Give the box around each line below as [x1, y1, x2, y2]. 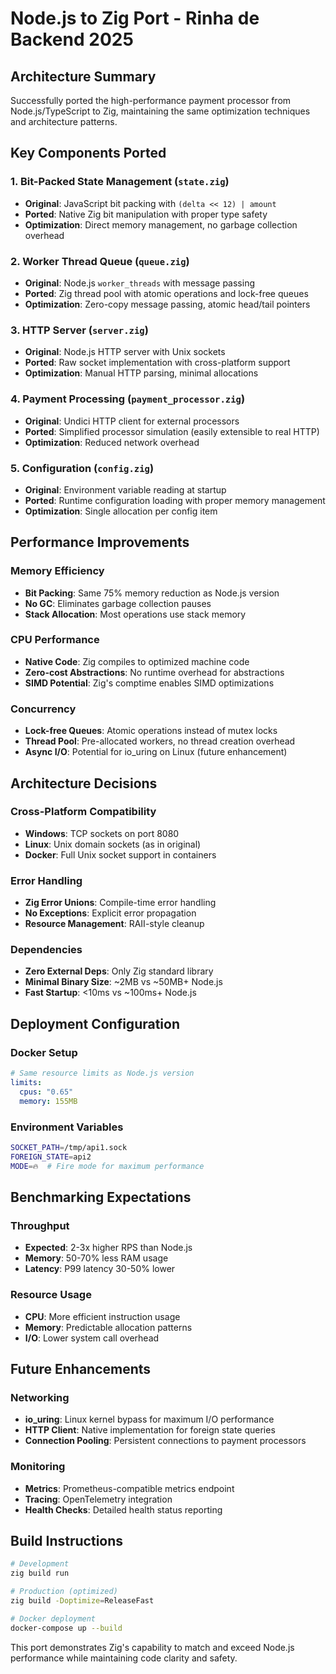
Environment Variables [10, 1120, 124, 1134]
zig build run [10, 1568, 70, 1579]
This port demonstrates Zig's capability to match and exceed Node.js [10, 1641, 295, 1653]
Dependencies [10, 943, 83, 957]
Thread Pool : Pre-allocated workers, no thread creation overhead [24, 735, 296, 747]
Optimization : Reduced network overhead [24, 436, 200, 448]
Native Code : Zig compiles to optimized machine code [24, 655, 250, 667]
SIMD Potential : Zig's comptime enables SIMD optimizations [24, 677, 275, 689]
